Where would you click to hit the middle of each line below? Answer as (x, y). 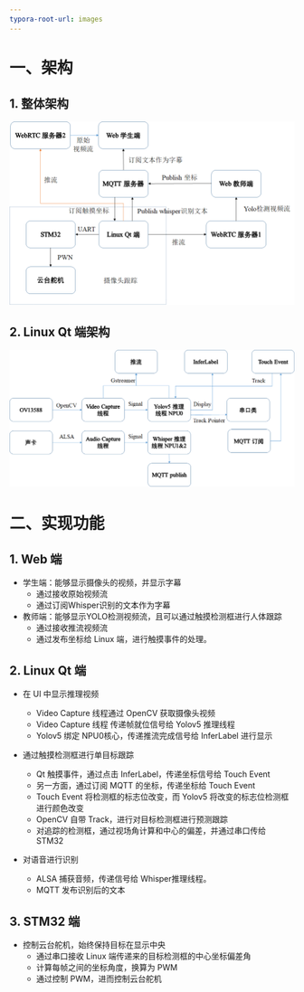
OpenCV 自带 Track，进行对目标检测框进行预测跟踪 (132, 819)
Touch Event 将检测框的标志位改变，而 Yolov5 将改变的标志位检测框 (162, 797)
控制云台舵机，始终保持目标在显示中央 (94, 945)
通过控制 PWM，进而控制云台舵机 (99, 979)
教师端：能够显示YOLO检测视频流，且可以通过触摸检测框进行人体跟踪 (152, 617)
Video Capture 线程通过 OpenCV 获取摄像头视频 (125, 713)
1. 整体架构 (39, 104)
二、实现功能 (57, 523)
